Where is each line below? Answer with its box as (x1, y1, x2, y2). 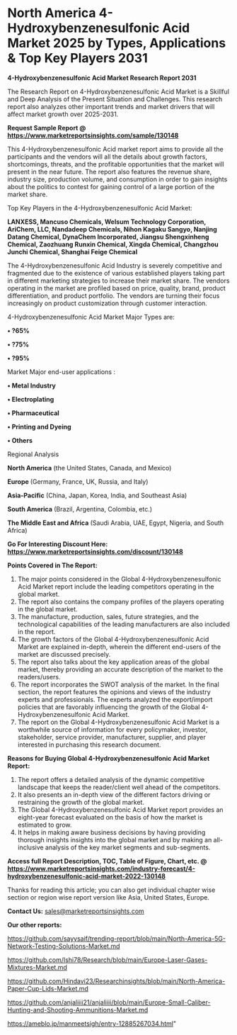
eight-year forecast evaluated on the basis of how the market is (17, 813, 203, 821)
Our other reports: (7, 920, 62, 929)
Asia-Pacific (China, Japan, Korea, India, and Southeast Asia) (7, 491, 187, 499)
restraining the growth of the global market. (17, 798, 145, 806)
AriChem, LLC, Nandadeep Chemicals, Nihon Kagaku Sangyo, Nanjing (7, 225, 217, 233)
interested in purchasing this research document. (17, 740, 161, 749)
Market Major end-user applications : (7, 367, 115, 376)
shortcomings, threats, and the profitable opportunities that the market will (7, 159, 224, 168)
